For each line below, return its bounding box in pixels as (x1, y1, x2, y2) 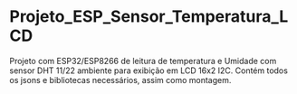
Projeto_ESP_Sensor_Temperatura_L (9, 6, 289, 27)
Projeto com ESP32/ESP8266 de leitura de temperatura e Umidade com (9, 55, 277, 66)
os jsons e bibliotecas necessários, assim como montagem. (9, 74, 232, 85)
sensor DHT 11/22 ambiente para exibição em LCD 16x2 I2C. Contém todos (9, 65, 288, 76)
